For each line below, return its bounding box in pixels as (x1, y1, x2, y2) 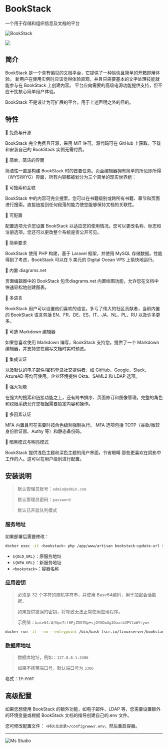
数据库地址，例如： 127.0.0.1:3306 (17, 654, 89, 660)
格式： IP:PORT (5, 676, 34, 682)
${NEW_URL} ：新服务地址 (12, 559, 61, 565)
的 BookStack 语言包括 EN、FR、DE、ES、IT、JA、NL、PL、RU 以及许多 (5, 312, 156, 318)
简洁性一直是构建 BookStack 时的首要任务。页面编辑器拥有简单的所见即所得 (5, 167, 161, 173)
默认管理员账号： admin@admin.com (17, 486, 86, 492)
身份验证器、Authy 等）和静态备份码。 (5, 428, 84, 434)
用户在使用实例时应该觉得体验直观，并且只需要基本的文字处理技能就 (19, 76, 160, 82)
